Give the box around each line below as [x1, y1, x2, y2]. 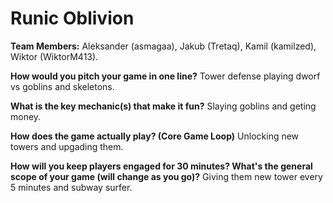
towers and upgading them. [10, 140, 124, 152]
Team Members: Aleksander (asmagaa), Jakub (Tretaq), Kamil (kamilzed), [10, 40, 317, 52]
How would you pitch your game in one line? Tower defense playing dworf [10, 70, 321, 82]
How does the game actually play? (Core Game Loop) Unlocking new [10, 130, 300, 142]
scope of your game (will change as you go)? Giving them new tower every [10, 170, 323, 182]
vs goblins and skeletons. [10, 80, 115, 92]
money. [10, 110, 42, 122]
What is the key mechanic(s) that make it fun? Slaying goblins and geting [10, 100, 317, 112]
